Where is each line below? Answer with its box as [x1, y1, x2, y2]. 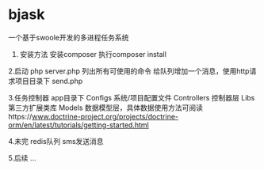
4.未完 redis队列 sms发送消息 [8, 136, 105, 145]
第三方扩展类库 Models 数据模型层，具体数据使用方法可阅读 [8, 103, 204, 112]
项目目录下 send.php [14, 76, 83, 85]
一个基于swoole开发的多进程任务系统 [8, 32, 129, 42]
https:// [8, 111, 33, 121]
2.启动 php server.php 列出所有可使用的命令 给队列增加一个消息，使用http [8, 66, 250, 76]
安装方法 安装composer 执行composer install [19, 49, 166, 59]
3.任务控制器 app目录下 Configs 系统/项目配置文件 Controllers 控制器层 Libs [8, 93, 255, 102]
